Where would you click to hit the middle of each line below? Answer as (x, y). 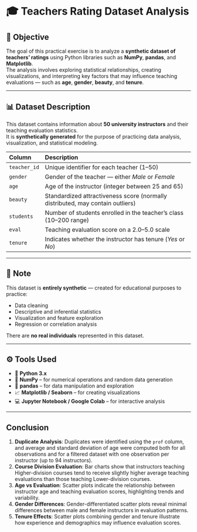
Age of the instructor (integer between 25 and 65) (114, 186)
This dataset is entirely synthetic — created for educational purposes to (94, 288)
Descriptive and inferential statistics (58, 311)
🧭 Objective (28, 37)
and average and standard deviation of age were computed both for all (100, 448)
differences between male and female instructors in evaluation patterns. (101, 510)
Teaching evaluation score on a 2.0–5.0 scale (107, 230)
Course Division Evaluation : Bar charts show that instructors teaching (99, 467)
